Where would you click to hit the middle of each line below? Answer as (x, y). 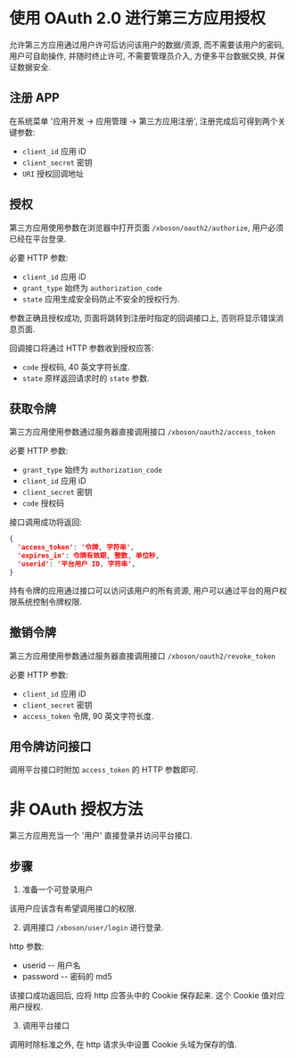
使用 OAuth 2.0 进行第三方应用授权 (137, 18)
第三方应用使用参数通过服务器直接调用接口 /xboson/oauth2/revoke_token (143, 656)
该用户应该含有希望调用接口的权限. (73, 909)
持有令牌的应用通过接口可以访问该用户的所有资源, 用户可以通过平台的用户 (144, 591)
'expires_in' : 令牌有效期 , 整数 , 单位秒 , (89, 556)
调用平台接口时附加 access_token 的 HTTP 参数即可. (104, 770)
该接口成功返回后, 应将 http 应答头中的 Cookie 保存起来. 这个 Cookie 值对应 (147, 996)
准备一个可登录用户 (58, 889)
